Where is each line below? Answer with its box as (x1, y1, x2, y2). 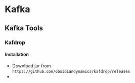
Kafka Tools (5, 24, 43, 32)
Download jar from (12, 62, 51, 69)
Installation (5, 52, 29, 58)
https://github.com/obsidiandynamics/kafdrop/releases (12, 69, 130, 74)
